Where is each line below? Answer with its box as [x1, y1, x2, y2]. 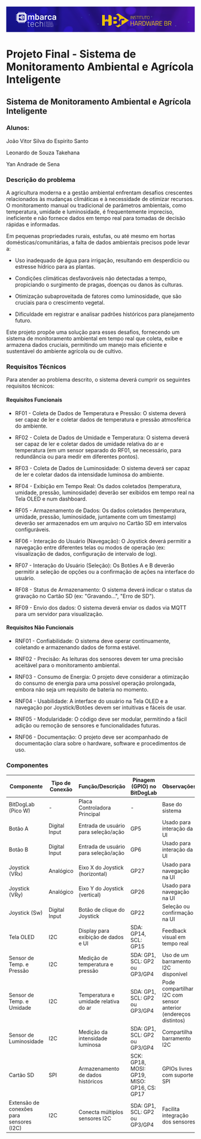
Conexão [50, 786, 73, 793]
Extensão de [8, 1099, 40, 1106]
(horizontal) [78, 870, 108, 878]
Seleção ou [162, 903, 190, 910]
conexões [8, 1105, 33, 1113]
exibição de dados [78, 933, 124, 940]
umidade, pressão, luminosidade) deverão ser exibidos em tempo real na [14, 489, 194, 496]
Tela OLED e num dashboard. [14, 495, 87, 502]
